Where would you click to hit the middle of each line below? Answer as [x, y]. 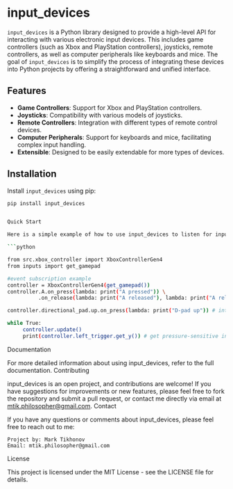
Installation [32, 174]
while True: [24, 323]
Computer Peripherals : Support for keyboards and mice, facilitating [114, 137]
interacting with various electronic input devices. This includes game [105, 39]
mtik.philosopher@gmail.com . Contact [62, 406]
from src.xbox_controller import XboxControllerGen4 [85, 260]
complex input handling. [52, 145]
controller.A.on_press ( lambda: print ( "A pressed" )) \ [87, 291]
